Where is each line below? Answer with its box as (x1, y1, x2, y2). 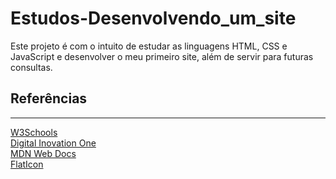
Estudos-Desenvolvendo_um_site (10, 7, 297, 30)
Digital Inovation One (10, 137, 97, 149)
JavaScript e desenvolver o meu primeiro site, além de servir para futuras (10, 50, 314, 62)
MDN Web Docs (10, 147, 77, 159)
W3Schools (10, 126, 58, 138)
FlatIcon (10, 158, 44, 170)
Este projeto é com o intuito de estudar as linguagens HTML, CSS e (10, 40, 288, 52)
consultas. (10, 61, 53, 73)
